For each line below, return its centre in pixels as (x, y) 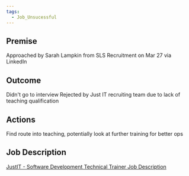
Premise (22, 41)
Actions (21, 119)
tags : (13, 12)
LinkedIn (17, 62)
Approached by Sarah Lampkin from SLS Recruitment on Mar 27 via (89, 55)
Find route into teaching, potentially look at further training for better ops (95, 133)
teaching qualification (33, 101)
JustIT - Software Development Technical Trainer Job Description (87, 167)
